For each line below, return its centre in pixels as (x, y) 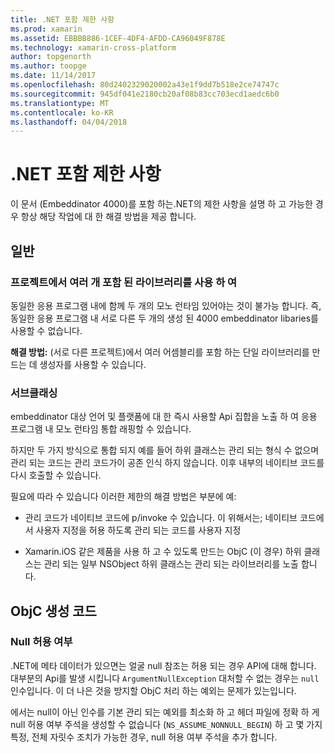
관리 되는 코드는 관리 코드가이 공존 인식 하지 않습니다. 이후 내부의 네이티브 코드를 (167, 463)
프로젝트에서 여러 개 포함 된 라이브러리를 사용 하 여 (124, 282)
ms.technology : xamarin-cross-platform (93, 47)
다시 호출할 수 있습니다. (56, 475)
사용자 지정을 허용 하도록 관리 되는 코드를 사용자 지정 (138, 530)
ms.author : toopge (48, 66)
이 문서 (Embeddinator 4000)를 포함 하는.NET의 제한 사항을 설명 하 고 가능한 (161, 204)
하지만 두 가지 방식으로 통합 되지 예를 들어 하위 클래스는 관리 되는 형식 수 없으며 (165, 450)
